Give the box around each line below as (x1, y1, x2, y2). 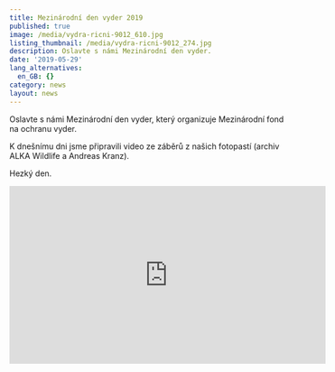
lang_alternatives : (9, 64, 83, 73)
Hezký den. (9, 168, 52, 179)
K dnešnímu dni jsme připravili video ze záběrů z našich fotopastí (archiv (9, 141, 280, 152)
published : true (9, 22, 70, 31)
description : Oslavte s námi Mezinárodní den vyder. (9, 47, 212, 56)
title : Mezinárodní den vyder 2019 (9, 13, 144, 23)
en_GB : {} (17, 72, 54, 81)
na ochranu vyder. (9, 123, 77, 134)
